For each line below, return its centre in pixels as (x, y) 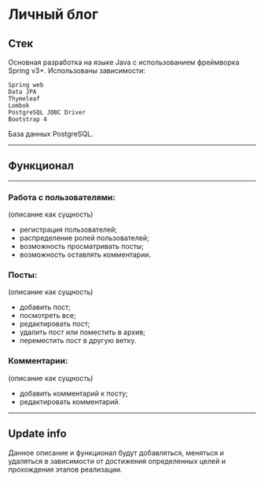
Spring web (26, 85)
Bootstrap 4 (27, 119)
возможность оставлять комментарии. (85, 255)
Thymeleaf (24, 99)
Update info (37, 434)
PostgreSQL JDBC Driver (47, 112)
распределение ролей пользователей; (84, 238)
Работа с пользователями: (62, 197)
